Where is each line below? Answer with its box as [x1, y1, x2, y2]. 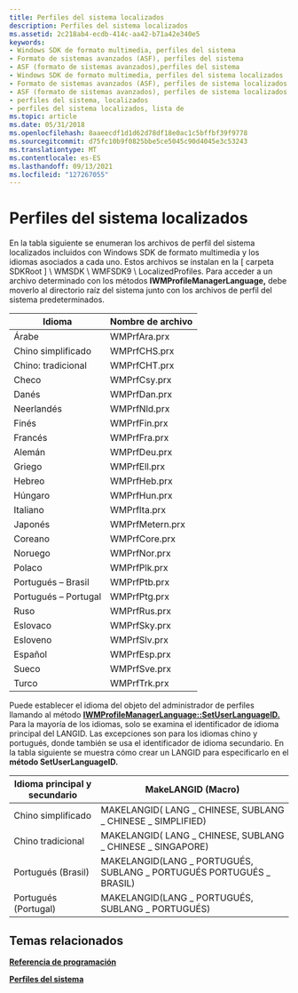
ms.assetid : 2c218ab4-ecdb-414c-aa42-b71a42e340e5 [9, 29, 200, 38]
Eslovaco [13, 620, 51, 632]
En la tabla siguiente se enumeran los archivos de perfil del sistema [9, 237, 255, 249]
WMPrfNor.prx [109, 548, 171, 560]
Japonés [13, 518, 51, 531]
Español [13, 648, 47, 661]
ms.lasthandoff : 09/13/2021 [9, 162, 114, 171]
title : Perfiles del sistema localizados [9, 12, 165, 22]
